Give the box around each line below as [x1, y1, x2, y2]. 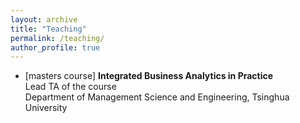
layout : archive [10, 14, 78, 25]
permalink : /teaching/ [10, 33, 105, 43]
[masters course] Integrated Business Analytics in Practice [24, 70, 274, 82]
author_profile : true [10, 42, 101, 53]
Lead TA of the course [24, 81, 117, 93]
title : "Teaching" [10, 24, 87, 34]
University [24, 102, 68, 114]
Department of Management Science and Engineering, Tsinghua [24, 91, 290, 103]
